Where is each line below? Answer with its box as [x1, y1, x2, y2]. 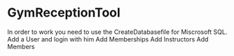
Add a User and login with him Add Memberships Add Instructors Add [7, 35, 209, 43]
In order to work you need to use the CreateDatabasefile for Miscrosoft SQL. [7, 28, 228, 36]
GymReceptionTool [7, 5, 121, 21]
